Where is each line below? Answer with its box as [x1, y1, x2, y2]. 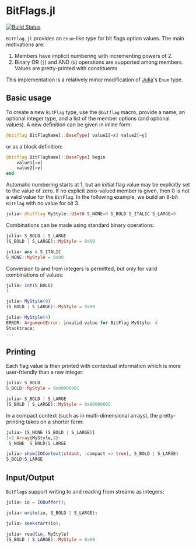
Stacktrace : [6, 325, 35, 331]
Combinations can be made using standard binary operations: [6, 222, 155, 229]
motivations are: [6, 41, 45, 48]
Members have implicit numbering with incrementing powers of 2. [14, 52, 173, 59]
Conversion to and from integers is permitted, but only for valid [6, 265, 157, 272]
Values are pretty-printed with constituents [14, 64, 118, 71]
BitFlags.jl [6, 4, 55, 18]
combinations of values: [6, 271, 64, 278]
